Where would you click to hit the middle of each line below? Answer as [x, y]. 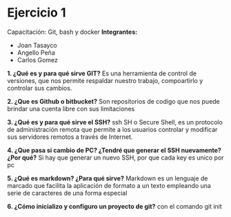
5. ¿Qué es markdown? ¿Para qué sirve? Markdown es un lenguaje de [108, 178]
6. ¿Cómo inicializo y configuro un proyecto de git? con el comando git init [114, 206]
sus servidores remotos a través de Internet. [70, 137]
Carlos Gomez [38, 59]
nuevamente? [201, 150]
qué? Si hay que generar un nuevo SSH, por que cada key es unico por [123, 158]
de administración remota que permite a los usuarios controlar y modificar [112, 129]
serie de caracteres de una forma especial [67, 193]
